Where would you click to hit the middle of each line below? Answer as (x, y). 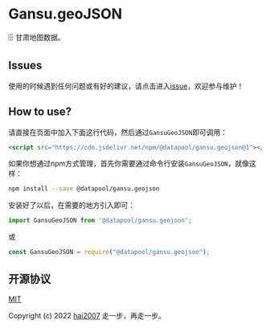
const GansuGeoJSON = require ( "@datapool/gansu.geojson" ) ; (109, 252)
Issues (25, 66)
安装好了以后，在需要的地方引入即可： (72, 205)
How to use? (40, 112)
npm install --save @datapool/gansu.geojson (84, 189)
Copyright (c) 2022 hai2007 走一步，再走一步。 (87, 315)
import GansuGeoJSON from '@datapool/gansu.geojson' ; (100, 221)
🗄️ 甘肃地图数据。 (37, 37)
